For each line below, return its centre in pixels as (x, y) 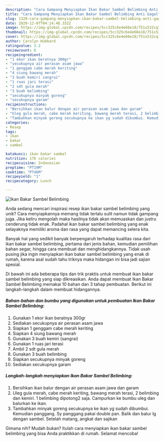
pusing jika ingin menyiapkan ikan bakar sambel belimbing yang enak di (77, 254)
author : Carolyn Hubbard (31, 41)
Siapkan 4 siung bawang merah (44, 333)
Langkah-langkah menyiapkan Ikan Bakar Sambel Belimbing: (69, 375)
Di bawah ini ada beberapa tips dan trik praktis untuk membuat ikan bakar (80, 274)
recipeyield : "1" (23, 176)
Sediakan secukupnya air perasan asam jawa (58, 323)
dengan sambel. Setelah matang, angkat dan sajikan (65, 419)
